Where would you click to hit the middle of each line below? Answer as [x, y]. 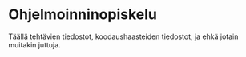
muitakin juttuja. [35, 44]
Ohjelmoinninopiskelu [83, 15]
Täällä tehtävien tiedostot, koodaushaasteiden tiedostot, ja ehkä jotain [123, 36]
